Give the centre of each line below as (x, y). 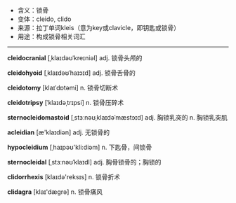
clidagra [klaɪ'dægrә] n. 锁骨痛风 (55, 192)
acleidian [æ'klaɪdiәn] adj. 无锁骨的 (59, 132)
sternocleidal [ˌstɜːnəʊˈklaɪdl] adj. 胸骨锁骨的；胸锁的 (84, 162)
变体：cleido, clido (44, 19)
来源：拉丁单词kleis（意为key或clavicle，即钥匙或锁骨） (99, 28)
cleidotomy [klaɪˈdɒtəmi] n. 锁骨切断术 (63, 87)
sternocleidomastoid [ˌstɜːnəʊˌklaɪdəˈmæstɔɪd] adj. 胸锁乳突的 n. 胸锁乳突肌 (118, 117)
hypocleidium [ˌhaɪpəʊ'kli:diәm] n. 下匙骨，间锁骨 (80, 147)
